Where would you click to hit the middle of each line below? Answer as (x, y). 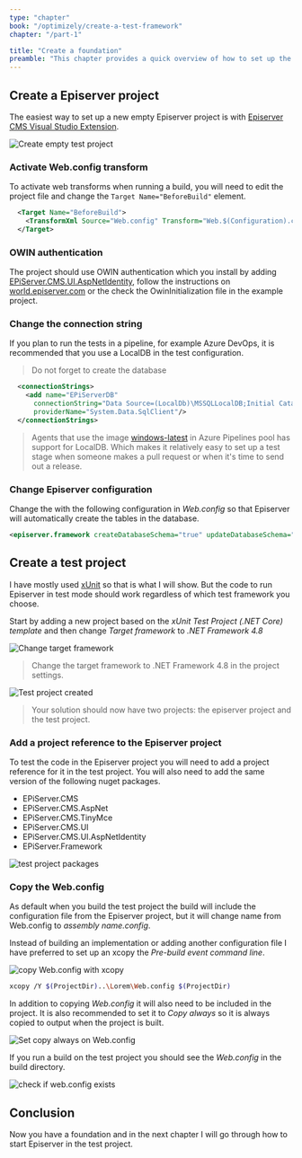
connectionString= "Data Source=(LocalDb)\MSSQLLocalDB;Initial (154, 404)
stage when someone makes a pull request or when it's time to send (158, 456)
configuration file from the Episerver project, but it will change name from (145, 916)
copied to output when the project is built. (87, 1023)
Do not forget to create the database (99, 370)
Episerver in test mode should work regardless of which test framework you (150, 594)
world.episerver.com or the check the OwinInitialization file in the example (146, 291)
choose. (24, 604)
